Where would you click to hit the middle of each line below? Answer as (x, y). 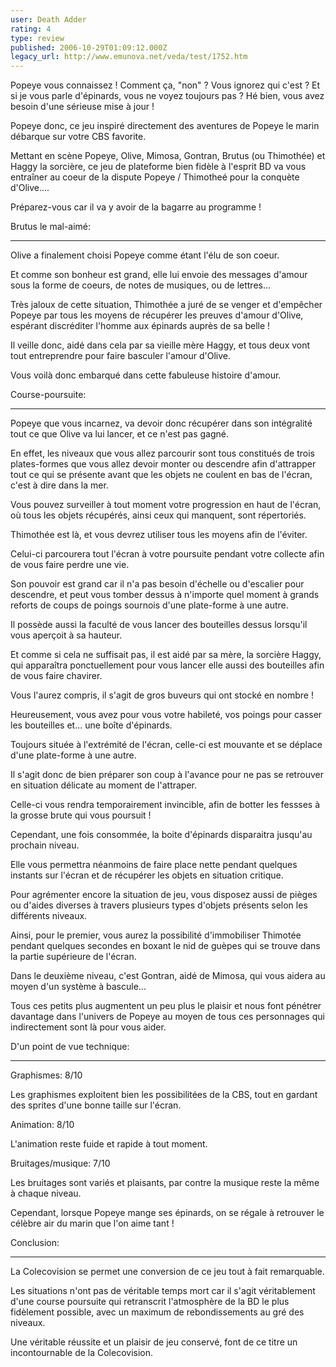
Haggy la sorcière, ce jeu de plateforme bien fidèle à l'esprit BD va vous (158, 167)
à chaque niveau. (46, 1193)
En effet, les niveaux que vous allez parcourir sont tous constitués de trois (163, 453)
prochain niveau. (45, 845)
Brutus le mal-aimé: (51, 227)
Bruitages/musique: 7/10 (60, 1163)
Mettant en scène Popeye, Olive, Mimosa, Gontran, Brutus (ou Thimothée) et (168, 156)
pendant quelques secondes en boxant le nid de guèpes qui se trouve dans (165, 946)
